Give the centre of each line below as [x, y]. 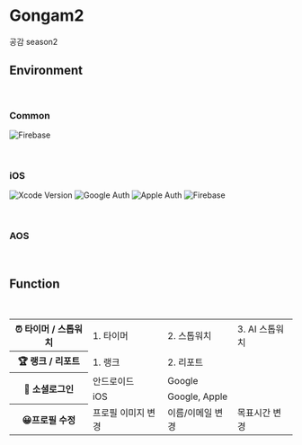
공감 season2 [34, 41]
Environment [46, 71]
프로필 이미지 [119, 413]
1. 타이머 [111, 335]
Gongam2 [47, 16]
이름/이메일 [190, 413]
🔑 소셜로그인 [49, 389]
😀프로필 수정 [49, 421]
